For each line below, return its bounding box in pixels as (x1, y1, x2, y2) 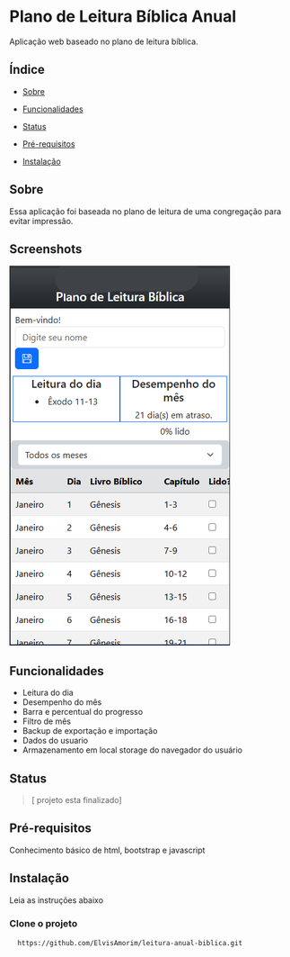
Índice (9, 62, 45, 77)
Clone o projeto (9, 916, 78, 929)
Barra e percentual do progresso (22, 707, 144, 718)
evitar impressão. (9, 215, 74, 226)
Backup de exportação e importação (22, 726, 158, 736)
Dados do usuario (22, 736, 88, 746)
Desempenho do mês (22, 697, 102, 708)
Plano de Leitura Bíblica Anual (9, 6, 237, 27)
